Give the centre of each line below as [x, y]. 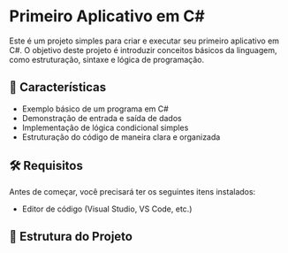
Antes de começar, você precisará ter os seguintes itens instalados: [133, 191]
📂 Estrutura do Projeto [71, 236]
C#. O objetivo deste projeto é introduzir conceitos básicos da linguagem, [143, 50]
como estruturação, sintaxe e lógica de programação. [107, 59]
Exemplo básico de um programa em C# [95, 109]
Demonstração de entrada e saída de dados [102, 118]
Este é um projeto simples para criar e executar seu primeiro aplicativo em [144, 41]
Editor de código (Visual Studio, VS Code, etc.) [107, 209]
